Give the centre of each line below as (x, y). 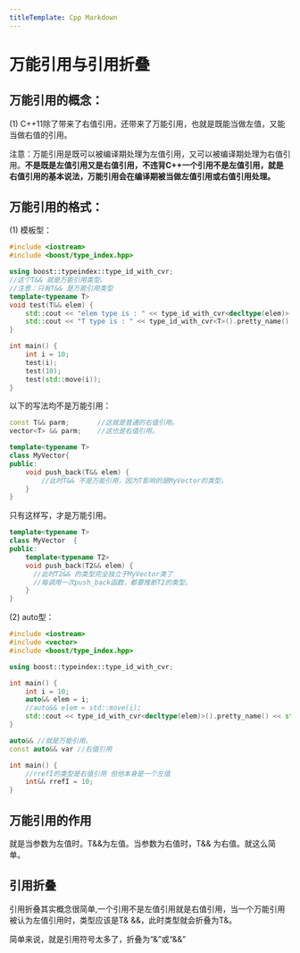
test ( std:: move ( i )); (63, 379)
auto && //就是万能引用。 (50, 740)
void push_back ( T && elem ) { (77, 472)
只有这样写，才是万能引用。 (60, 515)
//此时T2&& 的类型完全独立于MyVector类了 (103, 574)
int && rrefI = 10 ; (59, 782)
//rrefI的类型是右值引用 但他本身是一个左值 (98, 774)
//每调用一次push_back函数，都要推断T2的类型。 (112, 583)
